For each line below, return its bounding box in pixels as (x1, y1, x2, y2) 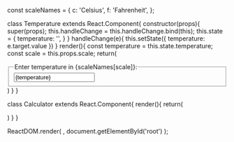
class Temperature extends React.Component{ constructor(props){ (7, 20, 200, 27)
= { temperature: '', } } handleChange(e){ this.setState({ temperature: (7, 34, 205, 43)
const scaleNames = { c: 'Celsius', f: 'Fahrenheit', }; (7, 6, 155, 14)
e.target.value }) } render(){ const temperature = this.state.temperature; (7, 42, 213, 50)
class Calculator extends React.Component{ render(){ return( (7, 99, 184, 108)
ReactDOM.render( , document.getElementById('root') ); (7, 127, 169, 135)
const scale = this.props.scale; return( (7, 49, 117, 57)
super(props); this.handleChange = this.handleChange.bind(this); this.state (7, 27, 224, 35)
